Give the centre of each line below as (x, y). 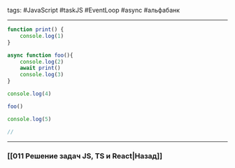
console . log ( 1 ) (42, 36)
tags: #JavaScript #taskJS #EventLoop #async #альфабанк (94, 10)
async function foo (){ (40, 55)
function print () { (36, 29)
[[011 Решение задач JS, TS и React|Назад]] (85, 156)
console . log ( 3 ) (42, 75)
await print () (40, 68)
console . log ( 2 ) (42, 62)
